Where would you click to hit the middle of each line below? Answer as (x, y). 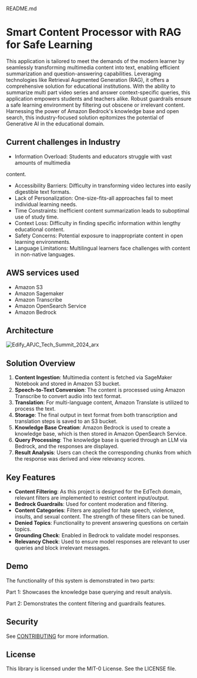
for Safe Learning (49, 45)
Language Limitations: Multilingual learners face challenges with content (102, 248)
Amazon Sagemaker (39, 293)
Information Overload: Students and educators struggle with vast (93, 156)
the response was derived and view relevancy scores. (80, 459)
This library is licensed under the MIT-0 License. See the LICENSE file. (91, 669)
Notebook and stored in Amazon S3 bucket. (67, 384)
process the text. (35, 409)
